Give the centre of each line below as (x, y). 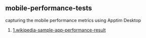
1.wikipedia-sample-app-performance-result (59, 30)
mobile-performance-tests (49, 8)
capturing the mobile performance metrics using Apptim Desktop (73, 20)
